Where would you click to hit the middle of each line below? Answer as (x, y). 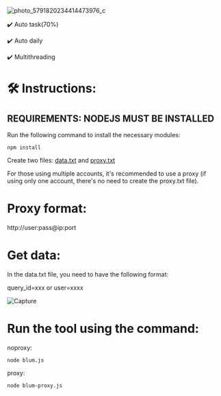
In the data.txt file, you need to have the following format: (88, 274)
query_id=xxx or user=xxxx (45, 288)
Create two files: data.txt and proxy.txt (61, 160)
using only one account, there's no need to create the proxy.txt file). (103, 181)
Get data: (34, 256)
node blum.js (26, 360)
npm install (24, 148)
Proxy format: (47, 209)
